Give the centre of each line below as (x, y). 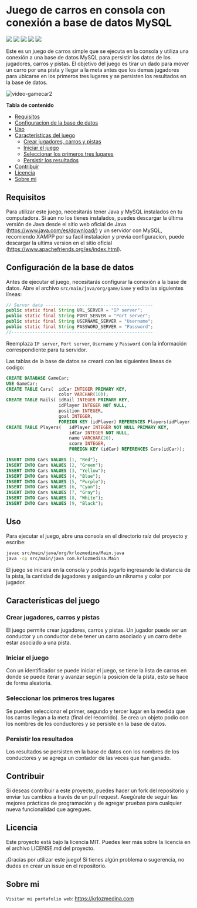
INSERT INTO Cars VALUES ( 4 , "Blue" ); (53, 476)
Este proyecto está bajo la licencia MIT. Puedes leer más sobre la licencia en (98, 842)
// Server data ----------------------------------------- (80, 305)
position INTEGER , (81, 411)
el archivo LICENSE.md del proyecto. (50, 848)
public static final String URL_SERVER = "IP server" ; (74, 310)
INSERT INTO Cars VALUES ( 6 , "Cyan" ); (53, 487)
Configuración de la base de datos (70, 268)
